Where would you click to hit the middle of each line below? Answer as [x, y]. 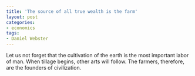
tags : [13, 33]
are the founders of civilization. [44, 68]
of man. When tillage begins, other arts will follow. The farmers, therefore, [95, 61]
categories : [21, 22]
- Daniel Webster [27, 39]
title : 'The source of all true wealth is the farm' [72, 11]
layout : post [22, 17]
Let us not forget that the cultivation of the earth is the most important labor [97, 55]
